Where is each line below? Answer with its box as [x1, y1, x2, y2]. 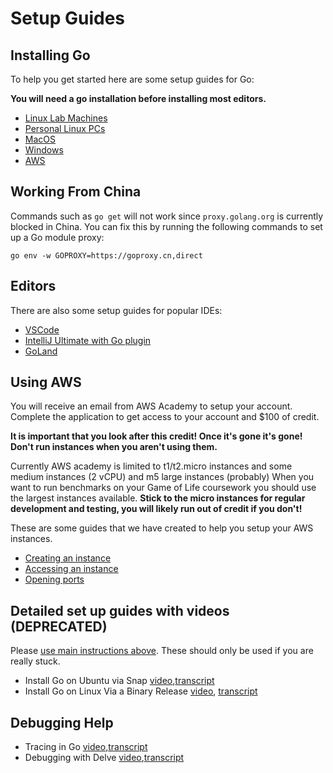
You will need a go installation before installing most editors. [10, 93, 267, 104]
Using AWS [10, 374, 82, 391]
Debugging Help [10, 714, 114, 731]
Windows [24, 144, 64, 156]
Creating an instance [24, 552, 112, 564]
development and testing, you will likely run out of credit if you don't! [10, 503, 303, 515]
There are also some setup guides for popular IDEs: [10, 304, 223, 316]
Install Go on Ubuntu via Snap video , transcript [24, 675, 215, 687]
